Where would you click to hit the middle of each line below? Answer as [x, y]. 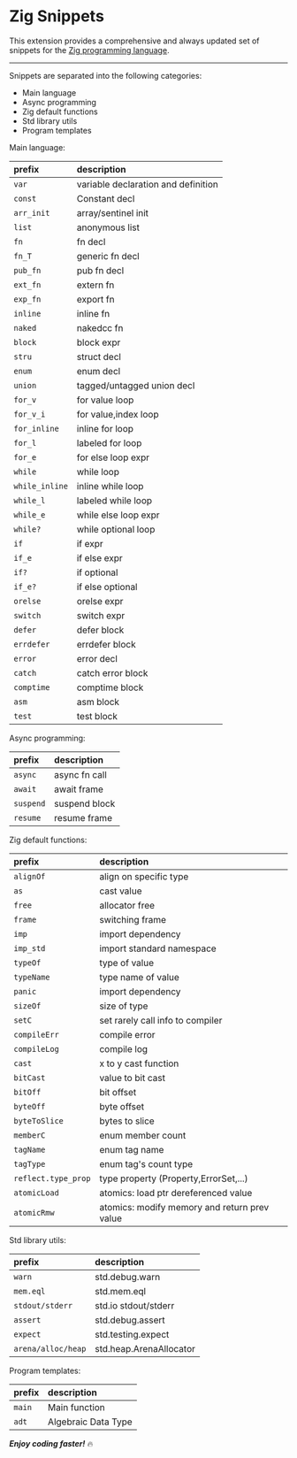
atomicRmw [34, 1212]
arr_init [32, 213]
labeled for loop [109, 442]
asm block [98, 702]
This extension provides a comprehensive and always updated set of [134, 41]
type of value [127, 963]
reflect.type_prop [52, 1178]
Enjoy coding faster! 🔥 [51, 1443]
